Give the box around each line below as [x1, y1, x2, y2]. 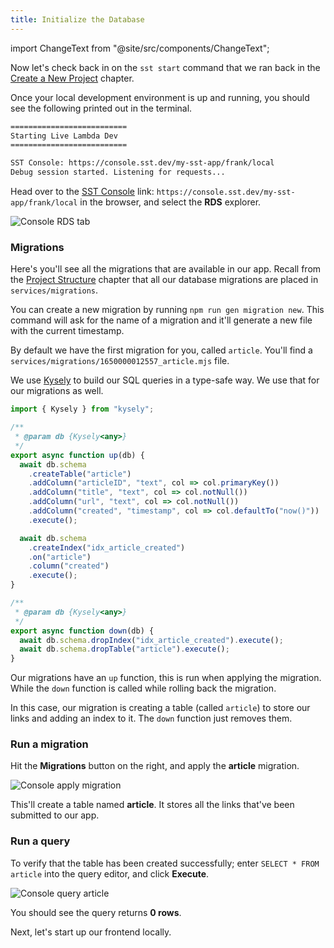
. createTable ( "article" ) [28, 469, 132, 479]
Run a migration [10, 737, 89, 751]
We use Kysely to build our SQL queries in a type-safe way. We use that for [10, 374, 320, 386]
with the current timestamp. [10, 325, 125, 337]
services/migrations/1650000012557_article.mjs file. [10, 355, 230, 367]
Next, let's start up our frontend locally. [10, 926, 172, 938]
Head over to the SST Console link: [10, 186, 155, 197]
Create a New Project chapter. [10, 72, 135, 84]
